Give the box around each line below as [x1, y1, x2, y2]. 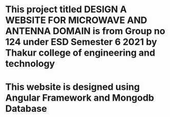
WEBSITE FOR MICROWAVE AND [5, 14, 147, 26]
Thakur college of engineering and [5, 47, 155, 59]
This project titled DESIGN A [5, 4, 127, 15]
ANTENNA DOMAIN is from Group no [5, 26, 165, 37]
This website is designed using [5, 81, 140, 93]
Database [5, 103, 47, 114]
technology [5, 58, 55, 69]
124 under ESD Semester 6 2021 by [5, 36, 157, 48]
